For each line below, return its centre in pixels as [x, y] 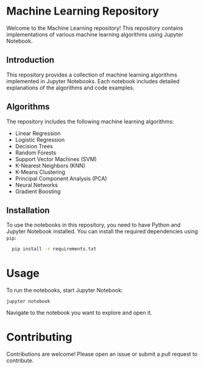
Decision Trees [34, 146]
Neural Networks [36, 185]
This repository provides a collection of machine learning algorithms [92, 75]
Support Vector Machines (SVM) [56, 159]
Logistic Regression [40, 140]
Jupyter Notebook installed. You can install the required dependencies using [102, 232]
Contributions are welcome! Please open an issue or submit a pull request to [102, 354]
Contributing [39, 337]
